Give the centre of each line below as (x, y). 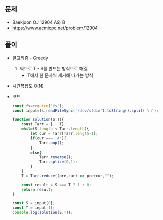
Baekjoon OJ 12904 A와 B (39, 22)
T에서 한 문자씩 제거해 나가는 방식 (60, 75)
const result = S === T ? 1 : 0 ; (56, 185)
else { (36, 153)
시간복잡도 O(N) (28, 86)
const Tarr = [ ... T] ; (44, 124)
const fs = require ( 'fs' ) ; (38, 106)
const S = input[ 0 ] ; (33, 203)
